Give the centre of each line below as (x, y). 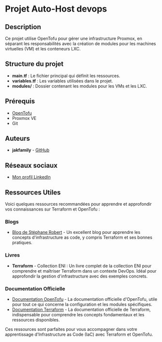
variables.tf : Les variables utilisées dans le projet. (62, 81)
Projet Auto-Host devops (56, 9)
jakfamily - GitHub (31, 150)
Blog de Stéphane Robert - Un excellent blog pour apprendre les (76, 232)
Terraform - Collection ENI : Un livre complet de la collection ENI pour (82, 266)
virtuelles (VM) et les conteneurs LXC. (43, 49)
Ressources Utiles (33, 192)
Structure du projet (34, 64)
